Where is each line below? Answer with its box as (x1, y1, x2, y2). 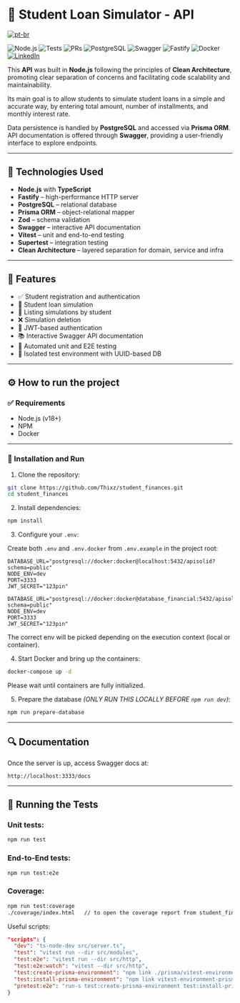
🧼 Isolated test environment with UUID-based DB (17, 349, 162, 358)
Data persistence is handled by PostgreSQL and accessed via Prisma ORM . (7, 123, 231, 131)
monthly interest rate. (7, 109, 71, 118)
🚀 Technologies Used (7, 166, 104, 178)
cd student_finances (7, 491, 69, 498)
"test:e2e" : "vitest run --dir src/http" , (14, 956, 142, 963)
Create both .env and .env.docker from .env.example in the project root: (7, 544, 219, 553)
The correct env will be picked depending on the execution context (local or (7, 633, 231, 642)
